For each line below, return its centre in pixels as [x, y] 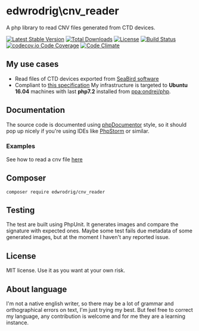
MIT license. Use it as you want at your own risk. [66, 271]
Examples [21, 146]
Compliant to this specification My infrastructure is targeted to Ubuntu [101, 85]
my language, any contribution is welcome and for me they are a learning [96, 316]
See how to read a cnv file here [44, 159]
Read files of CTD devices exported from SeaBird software [87, 78]
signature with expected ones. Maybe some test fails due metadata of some [99, 231]
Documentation [36, 110]
